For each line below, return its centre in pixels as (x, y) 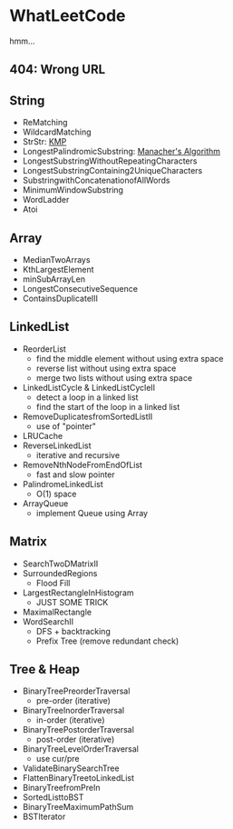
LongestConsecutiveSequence (80, 288)
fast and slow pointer (75, 474)
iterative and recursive (78, 454)
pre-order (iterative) (73, 701)
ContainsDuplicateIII (60, 298)
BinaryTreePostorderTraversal (78, 730)
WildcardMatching (57, 132)
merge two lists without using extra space (114, 377)
